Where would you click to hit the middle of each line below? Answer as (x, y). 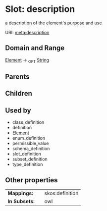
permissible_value (30, 143)
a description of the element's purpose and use (54, 23)
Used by (18, 110)
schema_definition (31, 149)
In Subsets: (21, 201)
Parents (17, 77)
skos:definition (61, 193)
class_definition (28, 122)
